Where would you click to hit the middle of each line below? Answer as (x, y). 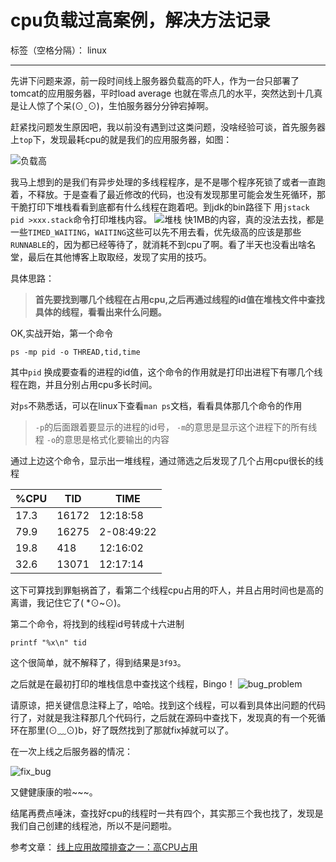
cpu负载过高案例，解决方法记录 (140, 20)
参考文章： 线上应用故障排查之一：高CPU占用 (104, 847)
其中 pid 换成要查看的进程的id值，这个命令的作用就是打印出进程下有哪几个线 (166, 372)
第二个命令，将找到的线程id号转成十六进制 (97, 623)
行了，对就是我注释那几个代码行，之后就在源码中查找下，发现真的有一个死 (163, 717)
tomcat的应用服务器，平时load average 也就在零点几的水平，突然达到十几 (162, 93)
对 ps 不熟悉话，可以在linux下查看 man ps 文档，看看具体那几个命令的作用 (156, 405)
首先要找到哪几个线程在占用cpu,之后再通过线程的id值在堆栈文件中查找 (179, 299)
